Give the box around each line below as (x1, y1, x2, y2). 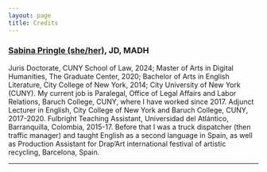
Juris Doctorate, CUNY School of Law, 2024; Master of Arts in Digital (8, 63, 234, 72)
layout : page (8, 11, 52, 20)
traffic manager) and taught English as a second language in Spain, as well (8, 130, 253, 140)
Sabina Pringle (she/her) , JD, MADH (8, 45, 149, 56)
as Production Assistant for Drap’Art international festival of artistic (8, 139, 226, 148)
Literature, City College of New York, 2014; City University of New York (8, 80, 241, 90)
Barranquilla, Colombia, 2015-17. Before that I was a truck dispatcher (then (8, 122, 252, 132)
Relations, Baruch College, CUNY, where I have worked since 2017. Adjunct (8, 97, 254, 106)
